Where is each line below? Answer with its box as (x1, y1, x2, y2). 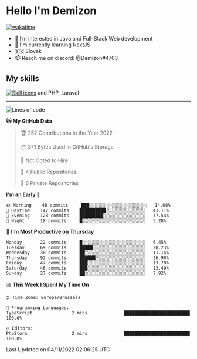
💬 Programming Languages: (6, 304, 69, 311)
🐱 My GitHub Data (6, 118, 53, 125)
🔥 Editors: (6, 325, 33, 331)
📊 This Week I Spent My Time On (6, 281, 89, 288)
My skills (6, 73, 40, 83)
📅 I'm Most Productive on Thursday (6, 228, 94, 235)
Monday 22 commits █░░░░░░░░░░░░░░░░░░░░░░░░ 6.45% (6, 239, 167, 245)
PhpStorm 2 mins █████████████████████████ (6, 330, 191, 336)
